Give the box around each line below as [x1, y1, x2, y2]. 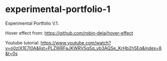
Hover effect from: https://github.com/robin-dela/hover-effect [5, 30, 133, 36]
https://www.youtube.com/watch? [40, 39, 112, 46]
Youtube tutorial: [5, 39, 40, 46]
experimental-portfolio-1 [5, 4, 111, 15]
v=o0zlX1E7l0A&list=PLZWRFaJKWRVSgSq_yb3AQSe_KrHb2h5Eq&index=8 [5, 45, 162, 51]
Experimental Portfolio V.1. [5, 20, 59, 26]
